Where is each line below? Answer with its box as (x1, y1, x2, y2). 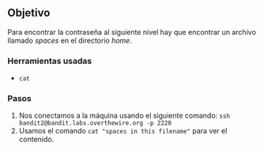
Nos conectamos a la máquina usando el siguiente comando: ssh (18, 111, 231, 121)
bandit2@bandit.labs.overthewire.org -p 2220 (18, 119, 172, 127)
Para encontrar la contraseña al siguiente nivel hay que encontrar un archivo (7, 27, 256, 36)
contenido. (18, 134, 55, 144)
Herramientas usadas (7, 55, 92, 66)
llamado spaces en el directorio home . (7, 36, 132, 45)
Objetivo (7, 6, 51, 20)
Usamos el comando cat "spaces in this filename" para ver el (18, 126, 228, 136)
